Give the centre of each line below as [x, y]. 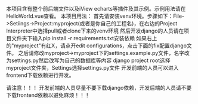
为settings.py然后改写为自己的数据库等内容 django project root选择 [88, 60]
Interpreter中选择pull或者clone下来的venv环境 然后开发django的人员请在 [95, 31]
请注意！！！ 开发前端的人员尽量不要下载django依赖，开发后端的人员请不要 [99, 88]
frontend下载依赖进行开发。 [40, 75]
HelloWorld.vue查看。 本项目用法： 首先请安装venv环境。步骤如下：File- [95, 16]
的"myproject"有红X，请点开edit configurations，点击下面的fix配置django [96, 45]
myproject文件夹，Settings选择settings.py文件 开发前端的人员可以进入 [92, 68]
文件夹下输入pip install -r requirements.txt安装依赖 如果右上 [84, 38]
